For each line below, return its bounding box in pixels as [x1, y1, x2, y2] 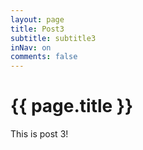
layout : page [10, 14, 65, 25]
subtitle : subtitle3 [10, 33, 97, 43]
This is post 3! [10, 128, 69, 140]
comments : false [10, 52, 78, 62]
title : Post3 [10, 24, 65, 34]
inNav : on [10, 42, 52, 53]
